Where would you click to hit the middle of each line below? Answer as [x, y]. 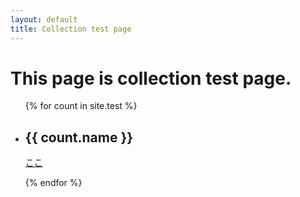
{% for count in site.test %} [81, 106]
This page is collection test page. [151, 78]
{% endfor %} [53, 183]
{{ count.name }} [79, 137]
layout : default [44, 19]
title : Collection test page [71, 29]
